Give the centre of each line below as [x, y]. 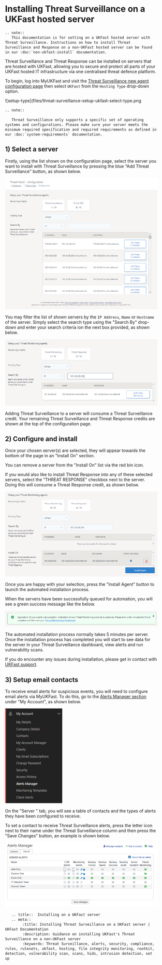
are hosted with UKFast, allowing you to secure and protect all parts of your [80, 66]
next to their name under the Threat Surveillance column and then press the [81, 831]
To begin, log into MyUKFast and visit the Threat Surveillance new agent [77, 81]
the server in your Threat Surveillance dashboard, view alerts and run [74, 645]
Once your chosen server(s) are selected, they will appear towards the [75, 450]
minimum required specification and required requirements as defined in [81, 130]
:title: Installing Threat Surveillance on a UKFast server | [86, 925]
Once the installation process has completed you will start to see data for [78, 640]
